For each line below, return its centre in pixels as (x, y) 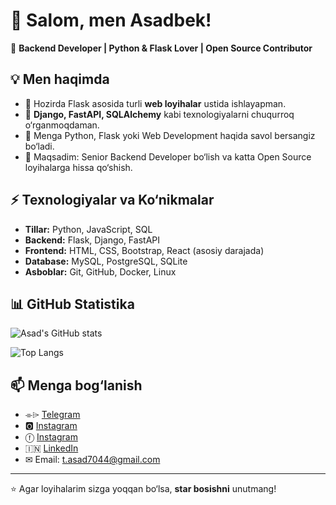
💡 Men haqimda (60, 79)
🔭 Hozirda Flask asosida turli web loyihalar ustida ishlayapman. (155, 103)
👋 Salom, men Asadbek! (111, 20)
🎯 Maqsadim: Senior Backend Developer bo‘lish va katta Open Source (168, 156)
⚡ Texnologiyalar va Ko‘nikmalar (112, 200)
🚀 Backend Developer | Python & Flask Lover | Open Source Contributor (161, 48)
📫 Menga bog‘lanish (76, 385)
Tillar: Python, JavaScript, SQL (88, 229)
